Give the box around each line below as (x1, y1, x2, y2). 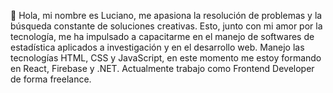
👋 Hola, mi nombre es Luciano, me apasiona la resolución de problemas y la (10, 10, 323, 21)
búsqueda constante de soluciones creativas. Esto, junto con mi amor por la (10, 20, 323, 32)
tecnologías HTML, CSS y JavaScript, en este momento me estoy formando (10, 52, 322, 64)
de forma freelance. (10, 73, 92, 85)
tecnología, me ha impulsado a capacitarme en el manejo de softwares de (10, 31, 315, 42)
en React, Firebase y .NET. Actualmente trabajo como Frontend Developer (10, 63, 315, 74)
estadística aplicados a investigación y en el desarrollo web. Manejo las (10, 41, 305, 53)
